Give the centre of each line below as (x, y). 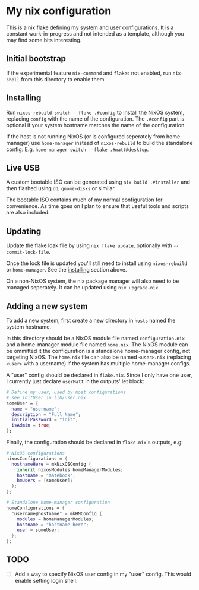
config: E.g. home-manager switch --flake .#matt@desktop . (78, 149)
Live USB (23, 168)
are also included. (28, 213)
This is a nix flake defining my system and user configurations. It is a (90, 27)
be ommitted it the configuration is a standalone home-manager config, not (98, 351)
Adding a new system (47, 306)
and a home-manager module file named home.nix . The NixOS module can (97, 345)
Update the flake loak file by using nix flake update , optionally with (89, 245)
